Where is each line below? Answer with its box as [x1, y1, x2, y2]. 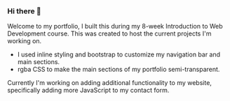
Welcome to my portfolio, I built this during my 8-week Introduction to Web [7, 22, 223, 31]
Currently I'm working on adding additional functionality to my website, [7, 79, 212, 87]
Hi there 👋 [7, 6, 42, 16]
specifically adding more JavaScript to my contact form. [7, 86, 170, 95]
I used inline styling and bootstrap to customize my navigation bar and [17, 50, 221, 59]
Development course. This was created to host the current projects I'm [7, 29, 212, 38]
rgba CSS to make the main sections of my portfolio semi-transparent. [17, 65, 220, 74]
